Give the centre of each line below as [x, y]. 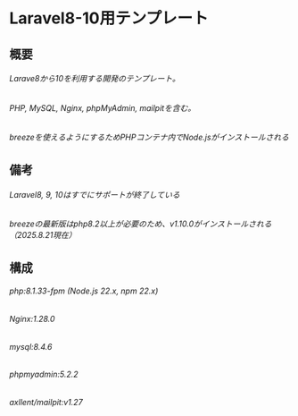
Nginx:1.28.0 [32, 319]
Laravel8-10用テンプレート [109, 18]
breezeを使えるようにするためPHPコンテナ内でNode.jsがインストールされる [149, 137]
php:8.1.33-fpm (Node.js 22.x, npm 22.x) [84, 291]
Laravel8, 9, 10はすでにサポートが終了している [95, 194]
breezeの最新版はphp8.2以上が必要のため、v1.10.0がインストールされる [141, 224]
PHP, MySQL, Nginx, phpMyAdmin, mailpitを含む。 [103, 107]
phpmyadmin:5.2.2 [44, 374]
